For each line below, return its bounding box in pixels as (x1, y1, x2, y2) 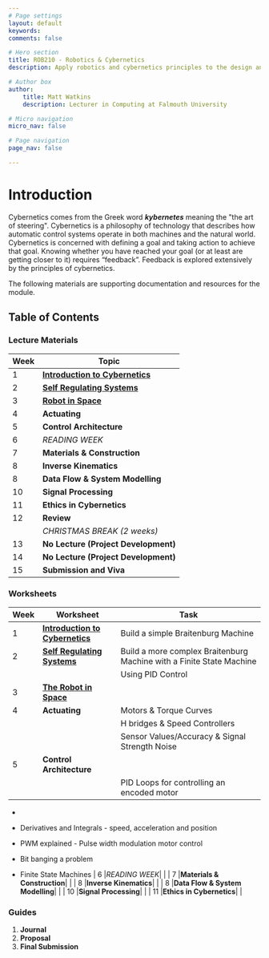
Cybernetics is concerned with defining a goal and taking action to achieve (8, 237, 256, 247)
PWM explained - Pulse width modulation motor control (19, 839, 203, 848)
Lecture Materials (8, 334, 78, 346)
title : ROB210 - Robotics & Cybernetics (8, 56, 146, 64)
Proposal (19, 933, 50, 943)
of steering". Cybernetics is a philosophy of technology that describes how (8, 220, 255, 230)
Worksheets (8, 588, 58, 600)
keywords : (8, 26, 42, 34)
